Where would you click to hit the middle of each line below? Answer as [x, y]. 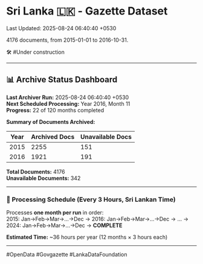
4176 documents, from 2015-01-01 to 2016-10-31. [67, 40]
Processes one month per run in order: [55, 213]
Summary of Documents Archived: [51, 121]
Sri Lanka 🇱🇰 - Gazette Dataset [87, 11]
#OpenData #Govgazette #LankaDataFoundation [67, 254]
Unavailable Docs [106, 137]
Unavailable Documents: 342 [43, 178]
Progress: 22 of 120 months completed [55, 110]
